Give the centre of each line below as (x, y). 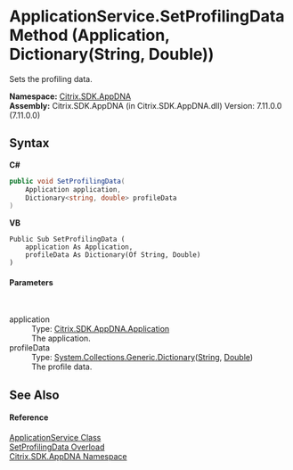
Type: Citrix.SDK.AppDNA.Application (101, 329)
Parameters (31, 282)
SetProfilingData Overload (57, 447)
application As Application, (79, 247)
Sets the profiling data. (51, 78)
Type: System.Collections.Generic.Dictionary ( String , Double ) (142, 358)
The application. (61, 338)
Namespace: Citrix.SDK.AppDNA (70, 96)
